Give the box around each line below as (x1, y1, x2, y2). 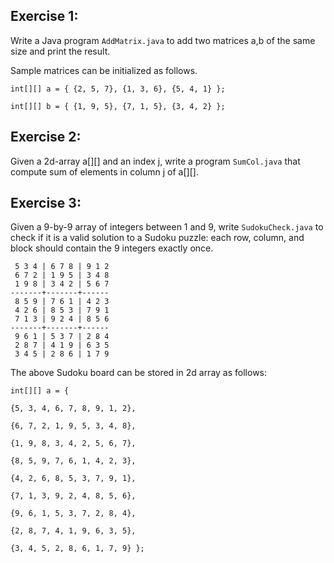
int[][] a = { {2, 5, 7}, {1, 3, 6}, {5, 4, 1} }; (10, 84, 226, 94)
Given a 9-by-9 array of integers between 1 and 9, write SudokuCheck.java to (10, 221, 324, 233)
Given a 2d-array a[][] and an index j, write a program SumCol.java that (10, 155, 301, 167)
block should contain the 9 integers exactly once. (10, 242, 214, 254)
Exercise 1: (10, 8, 79, 25)
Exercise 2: (10, 129, 82, 146)
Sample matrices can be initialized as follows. (10, 64, 198, 76)
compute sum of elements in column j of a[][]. (10, 165, 199, 178)
